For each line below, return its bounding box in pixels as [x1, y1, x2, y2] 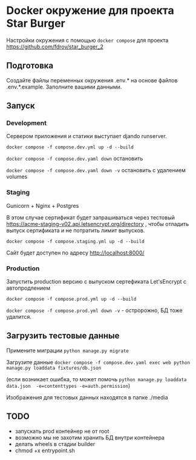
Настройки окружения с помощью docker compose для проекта [6, 36, 169, 44]
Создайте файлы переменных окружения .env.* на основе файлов [6, 76, 178, 84]
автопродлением [6, 284, 50, 292]
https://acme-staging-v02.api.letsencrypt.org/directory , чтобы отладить [6, 220, 189, 227]
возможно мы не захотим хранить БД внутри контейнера [15, 434, 165, 441]
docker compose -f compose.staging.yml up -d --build [6, 238, 145, 244]
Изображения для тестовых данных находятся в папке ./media [6, 393, 168, 401]
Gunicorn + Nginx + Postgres [6, 202, 79, 209]
